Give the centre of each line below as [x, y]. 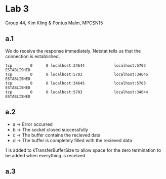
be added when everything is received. [46, 155]
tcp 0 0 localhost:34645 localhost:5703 [75, 83]
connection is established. [33, 56]
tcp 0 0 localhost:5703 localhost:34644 [77, 92]
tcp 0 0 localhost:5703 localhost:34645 [77, 74]
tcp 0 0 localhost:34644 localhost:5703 [75, 65]
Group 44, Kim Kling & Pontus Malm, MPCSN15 [54, 23]
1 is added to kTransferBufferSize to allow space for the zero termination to [83, 150]
